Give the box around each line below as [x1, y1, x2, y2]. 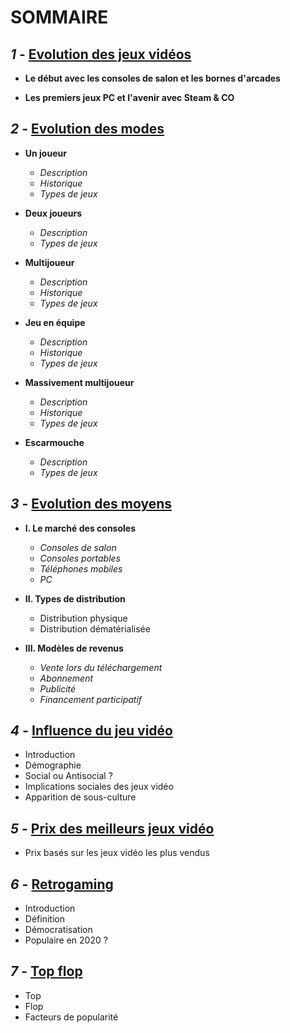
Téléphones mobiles [39, 562, 123, 575]
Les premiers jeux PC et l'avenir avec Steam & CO [24, 92, 235, 103]
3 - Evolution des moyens [10, 496, 173, 513]
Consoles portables [39, 552, 121, 564]
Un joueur [24, 147, 67, 159]
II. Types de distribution [24, 592, 126, 605]
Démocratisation [24, 924, 93, 936]
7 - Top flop [10, 963, 83, 980]
